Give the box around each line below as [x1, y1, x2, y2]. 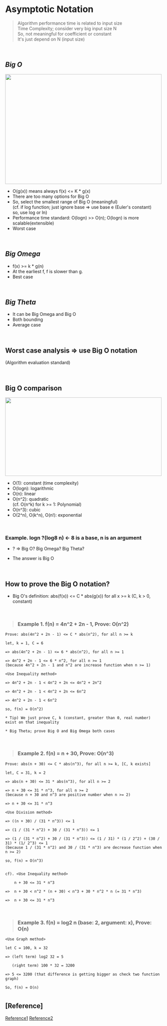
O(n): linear [12, 491, 36, 497]
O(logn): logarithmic [12, 486, 54, 491]
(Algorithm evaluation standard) [5, 360, 70, 366]
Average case [12, 322, 41, 328]
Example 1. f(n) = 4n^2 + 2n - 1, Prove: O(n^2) [17, 621, 129, 628]
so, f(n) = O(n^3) [5, 858, 43, 863]
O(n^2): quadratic [12, 496, 49, 502]
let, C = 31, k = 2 [5, 770, 46, 775]
